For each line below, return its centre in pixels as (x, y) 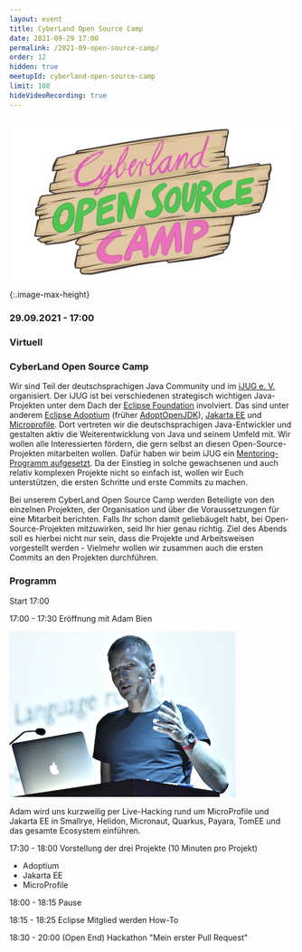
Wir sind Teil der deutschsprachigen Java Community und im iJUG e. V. (142, 386)
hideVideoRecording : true (58, 95)
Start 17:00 (29, 601)
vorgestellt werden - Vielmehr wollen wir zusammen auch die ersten (137, 548)
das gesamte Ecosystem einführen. (75, 830)
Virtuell (26, 342)
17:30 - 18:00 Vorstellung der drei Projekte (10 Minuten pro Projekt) (133, 848)
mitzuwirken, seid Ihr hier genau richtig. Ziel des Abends (182, 528)
